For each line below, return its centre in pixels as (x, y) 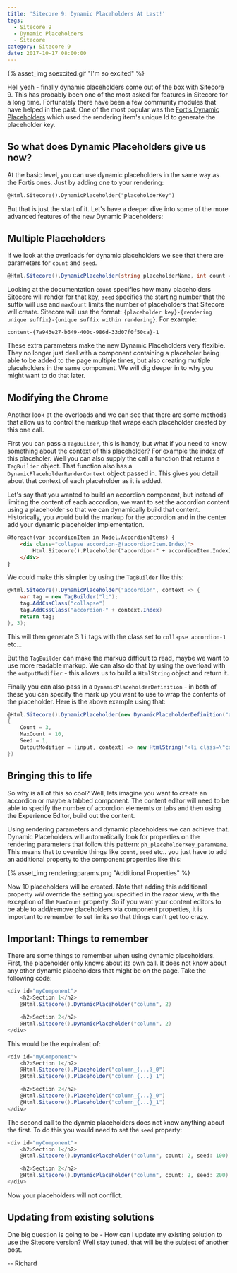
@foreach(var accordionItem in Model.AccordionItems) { (91, 538)
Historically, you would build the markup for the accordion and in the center (117, 517)
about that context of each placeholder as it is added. (85, 481)
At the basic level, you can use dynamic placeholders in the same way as (114, 174)
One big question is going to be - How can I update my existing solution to (115, 1234)
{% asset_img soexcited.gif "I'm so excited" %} (76, 73)
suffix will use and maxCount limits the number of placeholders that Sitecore (116, 304)
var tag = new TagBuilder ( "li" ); (69, 597)
